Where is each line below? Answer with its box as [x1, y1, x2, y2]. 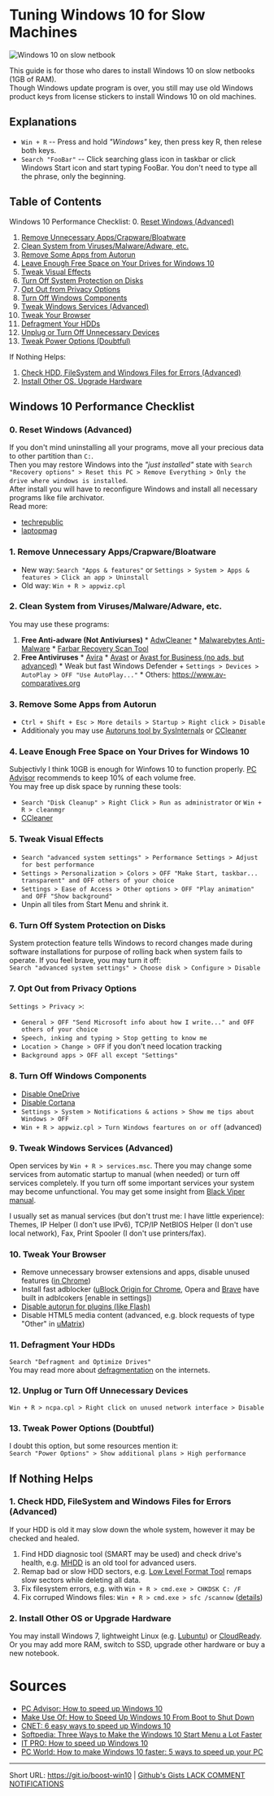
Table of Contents [9, 195, 102, 209]
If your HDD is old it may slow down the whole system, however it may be [9, 1524, 255, 1534]
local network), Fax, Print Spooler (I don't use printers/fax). [9, 1228, 207, 1238]
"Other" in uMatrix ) [20, 1319, 85, 1329]
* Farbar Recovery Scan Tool [52, 643, 149, 653]
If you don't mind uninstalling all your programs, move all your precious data [9, 442, 264, 452]
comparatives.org [20, 678, 80, 688]
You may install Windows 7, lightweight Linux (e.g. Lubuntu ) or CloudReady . [9, 1631, 263, 1641]
